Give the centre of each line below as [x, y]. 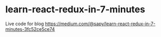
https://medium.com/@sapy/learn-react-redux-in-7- [100, 24]
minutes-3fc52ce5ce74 [30, 29]
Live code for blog [25, 24]
